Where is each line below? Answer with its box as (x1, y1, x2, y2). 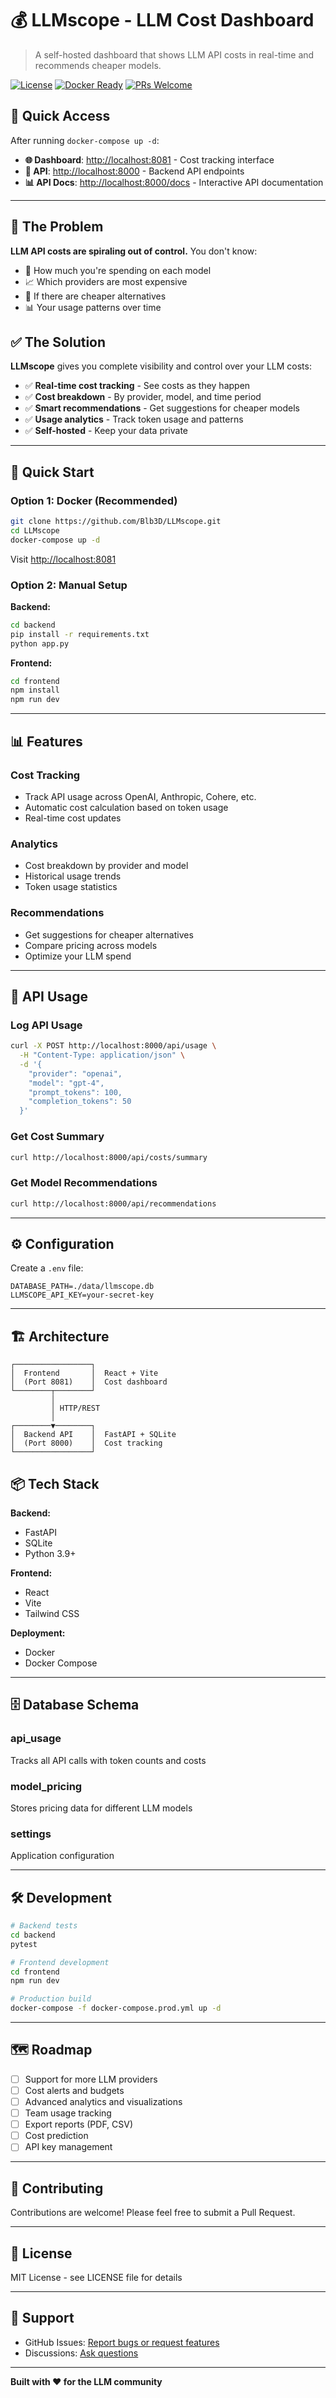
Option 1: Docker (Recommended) (10, 493, 178, 507)
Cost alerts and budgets (24, 2084, 125, 2096)
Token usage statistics (24, 881, 118, 893)
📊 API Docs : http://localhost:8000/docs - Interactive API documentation (24, 176, 324, 188)
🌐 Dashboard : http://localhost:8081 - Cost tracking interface (24, 153, 275, 166)
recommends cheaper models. (34, 59, 162, 71)
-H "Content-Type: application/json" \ (19, 1050, 186, 1061)
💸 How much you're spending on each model (24, 264, 212, 276)
